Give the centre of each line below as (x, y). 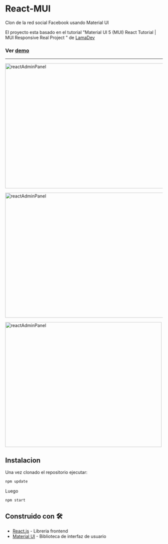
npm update (16, 481)
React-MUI (28, 9)
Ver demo (17, 50)
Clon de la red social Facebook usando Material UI (57, 22)
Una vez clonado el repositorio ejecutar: (46, 472)
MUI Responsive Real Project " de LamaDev (50, 37)
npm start (15, 500)
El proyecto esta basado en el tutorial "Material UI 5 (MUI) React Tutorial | (81, 32)
